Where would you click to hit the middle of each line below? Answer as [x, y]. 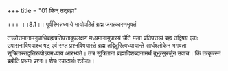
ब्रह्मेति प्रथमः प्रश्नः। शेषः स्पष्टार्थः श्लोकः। [51, 61]
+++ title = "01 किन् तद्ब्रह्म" [42, 11]
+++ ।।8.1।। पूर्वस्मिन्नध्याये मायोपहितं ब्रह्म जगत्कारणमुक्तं [72, 24]
